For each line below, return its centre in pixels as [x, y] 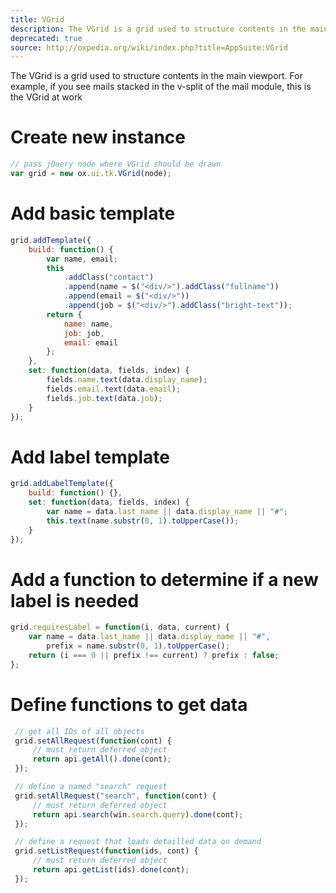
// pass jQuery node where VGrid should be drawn [116, 164]
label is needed [75, 600]
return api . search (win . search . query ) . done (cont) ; [138, 814]
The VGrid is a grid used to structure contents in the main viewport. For [156, 76]
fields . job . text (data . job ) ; [104, 398]
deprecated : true [46, 38]
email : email [90, 342]
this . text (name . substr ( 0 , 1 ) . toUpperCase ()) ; [143, 521]
